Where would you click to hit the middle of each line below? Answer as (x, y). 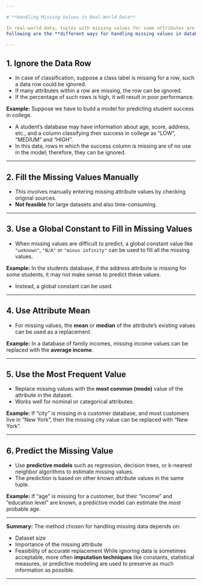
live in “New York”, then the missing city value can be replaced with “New (97, 420)
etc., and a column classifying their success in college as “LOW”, (95, 133)
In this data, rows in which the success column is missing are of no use (103, 146)
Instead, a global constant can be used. (64, 286)
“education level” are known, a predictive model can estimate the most (94, 503)
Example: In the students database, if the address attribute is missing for (96, 268)
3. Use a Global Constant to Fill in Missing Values (99, 229)
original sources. (36, 198)
